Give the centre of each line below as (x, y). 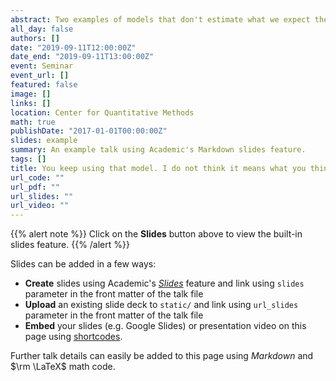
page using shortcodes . (73, 337)
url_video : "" (40, 206)
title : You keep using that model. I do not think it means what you (158, 168)
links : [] (31, 103)
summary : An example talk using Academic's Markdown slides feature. (158, 150)
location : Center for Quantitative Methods (102, 112)
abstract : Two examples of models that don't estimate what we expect (160, 19)
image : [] (31, 94)
